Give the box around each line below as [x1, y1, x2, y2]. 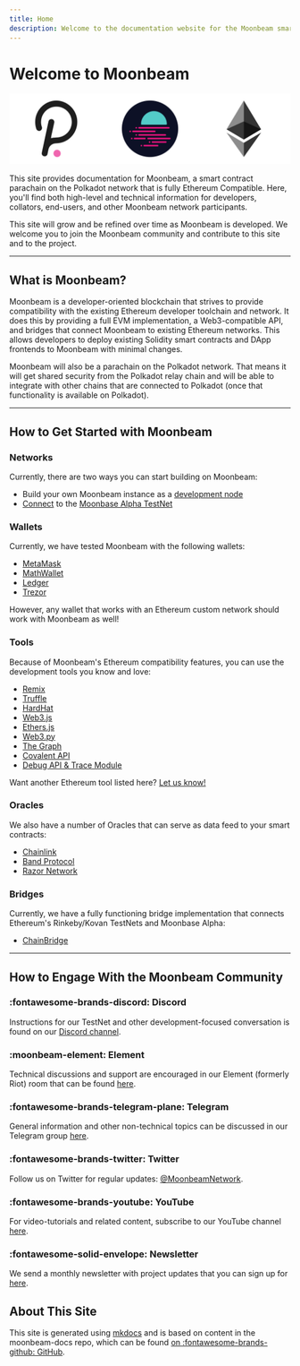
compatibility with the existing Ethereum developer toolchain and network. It [9, 305, 289, 317]
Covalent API [21, 750, 71, 760]
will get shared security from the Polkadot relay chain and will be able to [9, 371, 275, 382]
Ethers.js [21, 721, 55, 732]
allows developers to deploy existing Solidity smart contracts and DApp [9, 334, 271, 345]
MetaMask [21, 558, 62, 569]
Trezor [21, 587, 47, 597]
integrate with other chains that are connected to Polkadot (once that [9, 381, 263, 391]
